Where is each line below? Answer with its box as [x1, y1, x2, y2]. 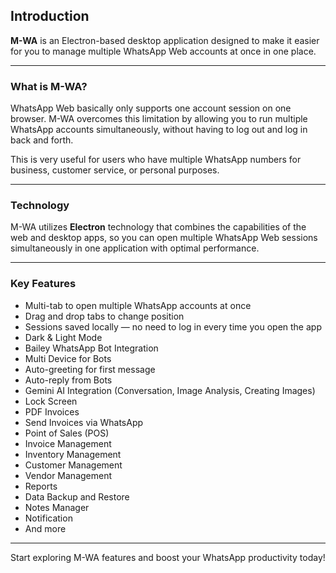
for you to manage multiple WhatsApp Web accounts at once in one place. [10, 45, 317, 57]
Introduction [10, 8, 90, 25]
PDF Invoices [24, 405, 80, 418]
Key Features [10, 277, 77, 291]
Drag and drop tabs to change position [24, 310, 185, 322]
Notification [24, 512, 73, 524]
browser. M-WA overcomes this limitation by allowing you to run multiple [10, 113, 308, 125]
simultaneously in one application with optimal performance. [10, 242, 260, 254]
